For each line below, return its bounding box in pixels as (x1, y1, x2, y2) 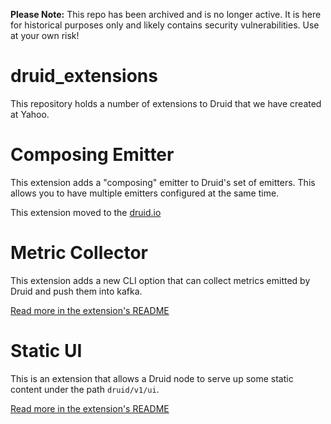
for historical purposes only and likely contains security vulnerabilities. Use (10, 19, 320, 31)
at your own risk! (10, 30, 80, 41)
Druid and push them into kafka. (10, 285, 143, 297)
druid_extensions (10, 65, 158, 88)
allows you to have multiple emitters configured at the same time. (10, 187, 280, 199)
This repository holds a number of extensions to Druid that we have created (10, 97, 322, 109)
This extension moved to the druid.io (10, 206, 162, 218)
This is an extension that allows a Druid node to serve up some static (10, 372, 294, 384)
